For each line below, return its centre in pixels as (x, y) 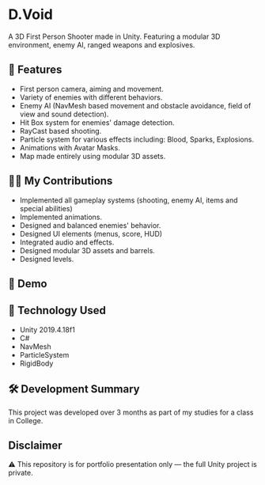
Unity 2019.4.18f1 (47, 329)
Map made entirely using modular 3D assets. (93, 156)
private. (21, 473)
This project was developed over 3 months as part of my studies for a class (131, 412)
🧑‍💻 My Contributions (61, 181)
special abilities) (46, 208)
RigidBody (36, 363)
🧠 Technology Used (57, 311)
